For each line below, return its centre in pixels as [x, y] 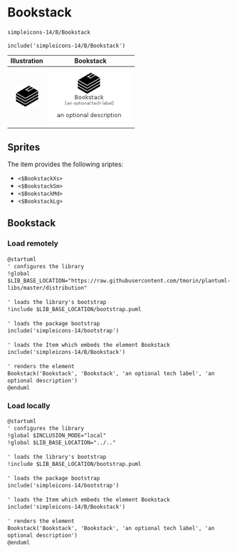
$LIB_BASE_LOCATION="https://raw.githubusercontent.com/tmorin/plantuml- [119, 280]
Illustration [27, 61]
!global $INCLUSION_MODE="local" [57, 435]
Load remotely [33, 243]
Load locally [29, 405]
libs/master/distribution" [47, 288]
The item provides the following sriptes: [65, 164]
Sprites [24, 147]
